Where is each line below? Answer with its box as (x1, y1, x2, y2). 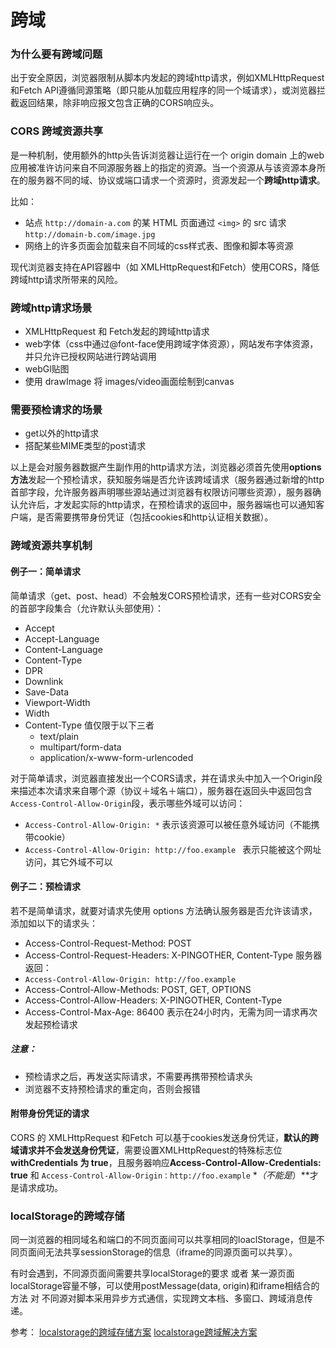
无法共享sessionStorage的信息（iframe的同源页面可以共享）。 (44, 1246, 298, 1258)
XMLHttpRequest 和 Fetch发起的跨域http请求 (24, 326, 210, 338)
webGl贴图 (24, 363, 70, 375)
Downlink (24, 675, 64, 687)
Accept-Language (24, 632, 100, 645)
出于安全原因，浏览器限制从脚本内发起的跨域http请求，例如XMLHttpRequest (10, 72, 325, 84)
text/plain (39, 730, 79, 742)
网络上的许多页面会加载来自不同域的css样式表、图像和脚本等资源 (24, 239, 294, 251)
